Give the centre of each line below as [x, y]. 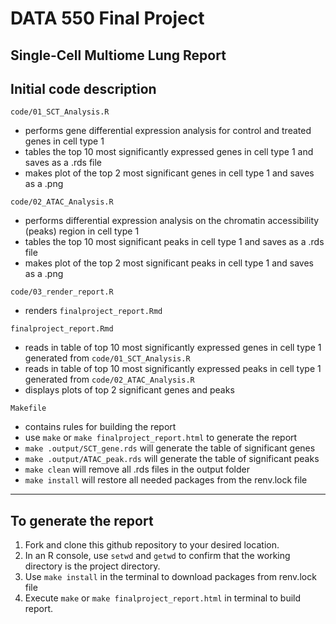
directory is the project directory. [92, 566]
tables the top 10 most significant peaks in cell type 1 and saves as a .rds [174, 242]
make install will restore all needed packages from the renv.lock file [166, 480]
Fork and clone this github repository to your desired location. [152, 545]
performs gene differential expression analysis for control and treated [168, 131]
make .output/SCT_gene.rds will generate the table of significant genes [170, 448]
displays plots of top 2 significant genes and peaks [129, 390]
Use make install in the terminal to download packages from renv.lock [170, 577]
